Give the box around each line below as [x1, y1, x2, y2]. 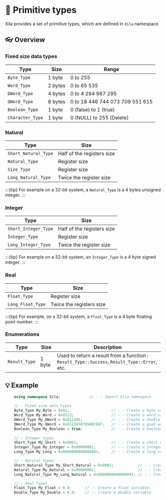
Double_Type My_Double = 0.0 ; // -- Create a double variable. [14, 490, 154, 495]
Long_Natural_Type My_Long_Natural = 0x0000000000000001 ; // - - [14, 472, 152, 477]
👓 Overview [5, 36, 45, 44]
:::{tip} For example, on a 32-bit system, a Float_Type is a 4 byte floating [5, 313, 152, 319]
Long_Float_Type [7, 301, 46, 307]
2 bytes [47, 82, 66, 89]
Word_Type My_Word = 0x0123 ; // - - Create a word [14, 413, 156, 418]
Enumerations [5, 331, 40, 338]
